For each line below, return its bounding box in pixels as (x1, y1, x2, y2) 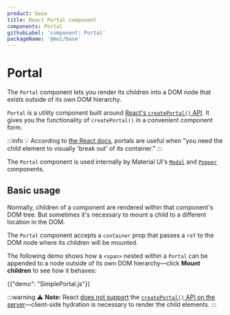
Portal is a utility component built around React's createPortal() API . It (7, 109, 209, 117)
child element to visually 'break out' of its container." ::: (7, 144, 163, 153)
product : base (7, 10, 48, 17)
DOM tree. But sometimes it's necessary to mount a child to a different (7, 210, 207, 219)
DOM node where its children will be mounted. (7, 238, 139, 246)
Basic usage (7, 185, 60, 197)
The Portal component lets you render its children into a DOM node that (7, 88, 211, 96)
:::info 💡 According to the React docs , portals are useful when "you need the (7, 137, 223, 145)
